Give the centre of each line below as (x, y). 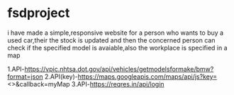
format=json (26, 77)
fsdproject (39, 13)
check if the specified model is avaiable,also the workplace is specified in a (118, 47)
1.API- (16, 69)
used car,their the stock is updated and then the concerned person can (111, 40)
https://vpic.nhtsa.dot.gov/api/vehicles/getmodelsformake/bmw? (119, 69)
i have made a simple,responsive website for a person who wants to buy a (116, 33)
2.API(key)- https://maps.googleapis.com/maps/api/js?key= (131, 77)
